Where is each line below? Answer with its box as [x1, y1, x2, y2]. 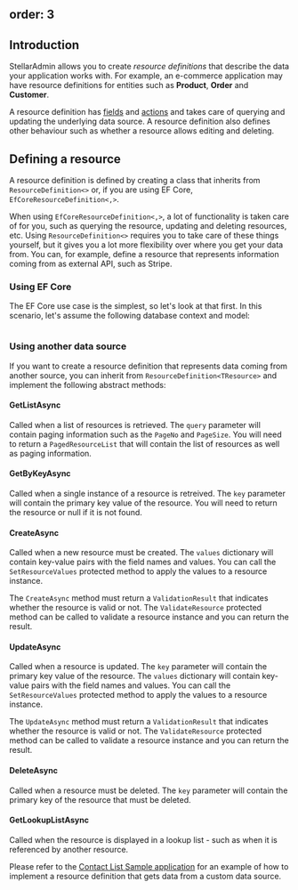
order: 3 [9, 7, 55, 22]
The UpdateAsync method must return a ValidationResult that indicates [9, 716, 269, 727]
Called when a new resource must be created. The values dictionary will [9, 547, 274, 558]
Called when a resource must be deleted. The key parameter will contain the [9, 785, 288, 796]
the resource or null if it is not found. [9, 507, 142, 518]
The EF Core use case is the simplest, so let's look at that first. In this [9, 301, 262, 311]
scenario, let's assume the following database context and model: [9, 311, 251, 321]
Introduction [9, 37, 80, 53]
